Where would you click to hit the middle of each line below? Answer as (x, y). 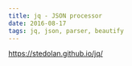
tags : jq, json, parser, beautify (66, 31)
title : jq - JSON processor (56, 16)
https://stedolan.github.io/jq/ (56, 54)
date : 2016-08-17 (37, 23)
